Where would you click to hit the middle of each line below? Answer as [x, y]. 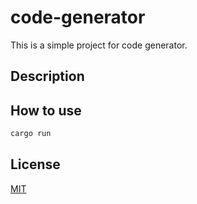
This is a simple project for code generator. [99, 45]
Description [47, 76]
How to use [46, 110]
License [35, 164]
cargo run [31, 134]
